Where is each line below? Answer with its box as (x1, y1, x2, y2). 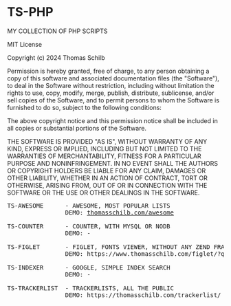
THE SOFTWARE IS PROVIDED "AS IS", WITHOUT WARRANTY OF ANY (7, 137, 208, 145)
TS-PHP (7, 4, 54, 20)
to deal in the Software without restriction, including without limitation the (7, 81, 214, 89)
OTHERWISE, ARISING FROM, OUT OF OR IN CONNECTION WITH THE (7, 181, 208, 189)
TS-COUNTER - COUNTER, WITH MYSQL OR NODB (7, 222, 170, 230)
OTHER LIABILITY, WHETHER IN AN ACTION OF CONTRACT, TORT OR (7, 173, 208, 182)
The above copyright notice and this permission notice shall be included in (7, 116, 218, 124)
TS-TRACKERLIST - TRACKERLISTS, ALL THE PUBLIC (7, 284, 174, 292)
